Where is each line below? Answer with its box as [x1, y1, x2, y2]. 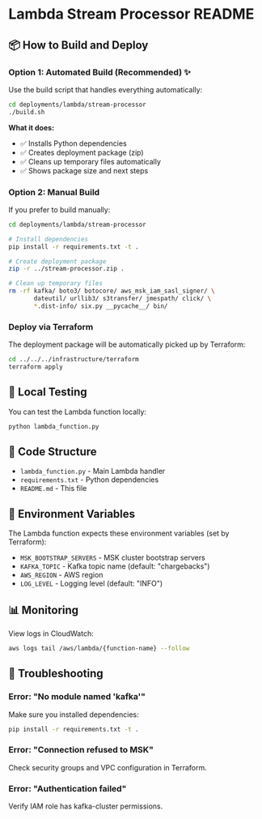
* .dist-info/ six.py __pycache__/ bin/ [33, 301, 168, 310]
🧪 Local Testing [8, 386, 87, 399]
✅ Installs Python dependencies [19, 139, 127, 148]
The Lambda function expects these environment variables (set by [8, 528, 230, 539]
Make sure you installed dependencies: [8, 710, 139, 719]
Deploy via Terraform [8, 321, 94, 332]
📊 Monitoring [8, 603, 79, 616]
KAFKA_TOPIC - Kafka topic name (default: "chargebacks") [19, 561, 210, 571]
